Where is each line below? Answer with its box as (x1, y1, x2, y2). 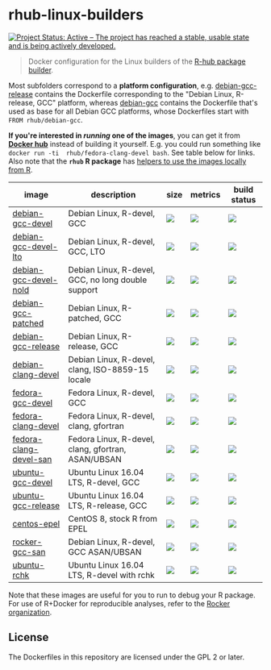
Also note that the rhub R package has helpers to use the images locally (8, 156, 247, 166)
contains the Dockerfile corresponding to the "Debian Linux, (35, 89, 235, 98)
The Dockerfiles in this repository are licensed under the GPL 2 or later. (8, 651, 244, 662)
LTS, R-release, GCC (68, 500, 148, 511)
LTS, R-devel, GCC (68, 476, 140, 488)
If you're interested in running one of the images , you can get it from (8, 131, 240, 140)
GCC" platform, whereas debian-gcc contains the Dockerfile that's (36, 98, 258, 107)
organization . (8, 607, 52, 617)
